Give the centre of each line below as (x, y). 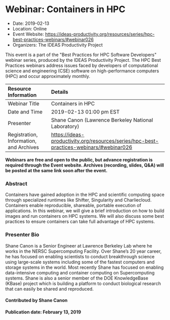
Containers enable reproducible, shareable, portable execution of (73, 206)
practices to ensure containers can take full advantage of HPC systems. (80, 222)
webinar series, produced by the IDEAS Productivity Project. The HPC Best (83, 60)
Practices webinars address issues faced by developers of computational (82, 65)
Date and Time (25, 111)
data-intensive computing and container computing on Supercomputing (80, 272)
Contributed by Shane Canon (36, 300)
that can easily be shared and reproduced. (50, 289)
